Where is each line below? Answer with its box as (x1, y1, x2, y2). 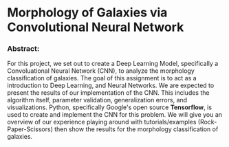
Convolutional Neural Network (7, 19, 184, 35)
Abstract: (7, 44, 40, 54)
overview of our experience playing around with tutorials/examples (7, 118, 197, 126)
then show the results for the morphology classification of (54, 125, 219, 133)
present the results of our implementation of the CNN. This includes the (7, 89, 210, 97)
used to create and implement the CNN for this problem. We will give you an (7, 111, 222, 119)
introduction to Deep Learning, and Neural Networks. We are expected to (7, 81, 215, 90)
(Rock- (197, 118, 217, 126)
